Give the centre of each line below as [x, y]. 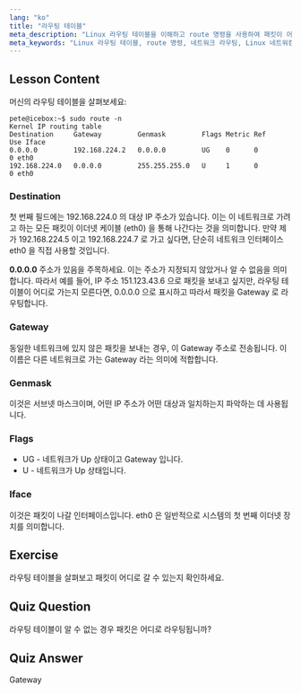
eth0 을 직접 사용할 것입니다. [60, 250]
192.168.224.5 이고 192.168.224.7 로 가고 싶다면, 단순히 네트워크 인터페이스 [151, 240]
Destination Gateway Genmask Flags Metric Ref [138, 135]
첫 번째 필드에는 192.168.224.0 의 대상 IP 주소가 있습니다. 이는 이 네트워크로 [142, 217]
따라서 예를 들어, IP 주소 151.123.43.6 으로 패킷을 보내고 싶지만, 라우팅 [157, 281]
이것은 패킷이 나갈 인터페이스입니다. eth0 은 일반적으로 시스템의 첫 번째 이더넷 [146, 515]
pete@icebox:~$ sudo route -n [66, 119]
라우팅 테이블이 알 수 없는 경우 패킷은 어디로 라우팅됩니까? [111, 629]
